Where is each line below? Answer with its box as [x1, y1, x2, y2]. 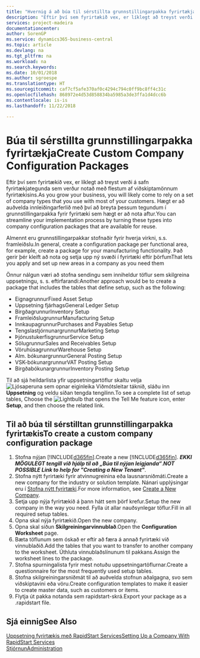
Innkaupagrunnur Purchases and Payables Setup [14, 321, 134, 328]
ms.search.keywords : [6, 64, 58, 70]
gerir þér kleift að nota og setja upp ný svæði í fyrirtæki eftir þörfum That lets [6, 254, 193, 261]
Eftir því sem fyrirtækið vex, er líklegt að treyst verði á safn [6, 179, 149, 186]
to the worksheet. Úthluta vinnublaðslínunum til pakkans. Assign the [14, 548, 180, 556]
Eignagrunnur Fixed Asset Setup [14, 295, 93, 303]
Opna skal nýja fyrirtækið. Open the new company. [14, 517, 138, 524]
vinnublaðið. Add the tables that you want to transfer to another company [14, 542, 193, 550]
